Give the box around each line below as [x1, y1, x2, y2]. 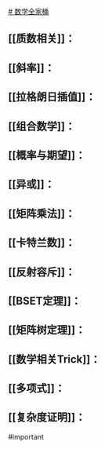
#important [8, 432, 45, 441]
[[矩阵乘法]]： [8, 206, 76, 220]
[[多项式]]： [8, 381, 65, 395]
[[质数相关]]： [8, 32, 76, 46]
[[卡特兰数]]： [8, 236, 76, 250]
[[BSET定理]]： [8, 294, 82, 308]
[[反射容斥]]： [8, 265, 76, 279]
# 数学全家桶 [8, 7, 49, 16]
